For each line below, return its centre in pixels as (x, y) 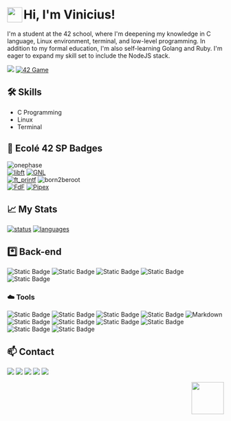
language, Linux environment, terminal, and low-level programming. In (107, 41)
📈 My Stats (32, 209)
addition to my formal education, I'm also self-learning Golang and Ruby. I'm (115, 48)
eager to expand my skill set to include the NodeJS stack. (89, 56)
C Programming (39, 112)
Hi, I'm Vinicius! (69, 15)
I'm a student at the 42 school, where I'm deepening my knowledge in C (109, 34)
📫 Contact (31, 351)
